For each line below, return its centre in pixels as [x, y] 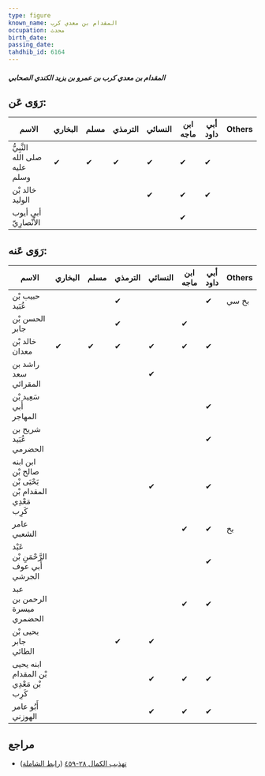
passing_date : [32, 45]
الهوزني [25, 717]
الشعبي [24, 534]
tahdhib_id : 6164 [37, 52]
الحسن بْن [29, 319]
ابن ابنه [24, 462]
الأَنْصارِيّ [26, 223]
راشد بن [26, 364]
